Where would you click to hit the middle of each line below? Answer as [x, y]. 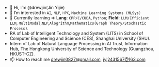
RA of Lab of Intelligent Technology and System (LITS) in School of [76, 33]
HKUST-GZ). [22, 54]
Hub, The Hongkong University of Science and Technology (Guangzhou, [82, 49]
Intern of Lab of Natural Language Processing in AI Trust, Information [79, 43]
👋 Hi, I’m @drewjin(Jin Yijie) [37, 8]
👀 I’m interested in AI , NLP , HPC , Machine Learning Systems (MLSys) [75, 13]
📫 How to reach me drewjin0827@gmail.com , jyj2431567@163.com [78, 59]
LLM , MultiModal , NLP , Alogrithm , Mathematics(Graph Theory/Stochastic [78, 23]
